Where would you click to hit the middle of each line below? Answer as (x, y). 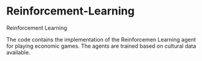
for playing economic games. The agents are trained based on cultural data (101, 46)
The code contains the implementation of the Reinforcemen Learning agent (101, 39)
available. (18, 52)
